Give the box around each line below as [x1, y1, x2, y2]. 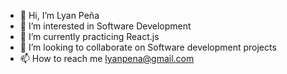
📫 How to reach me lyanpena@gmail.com [19, 53, 195, 64]
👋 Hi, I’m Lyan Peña [19, 10, 100, 21]
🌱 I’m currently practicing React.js [19, 31, 160, 42]
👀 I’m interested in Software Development [19, 20, 192, 32]
